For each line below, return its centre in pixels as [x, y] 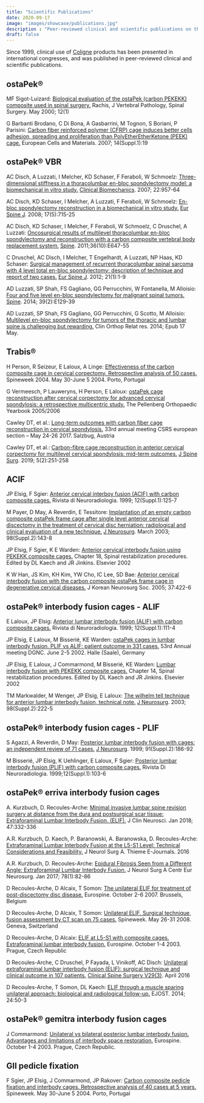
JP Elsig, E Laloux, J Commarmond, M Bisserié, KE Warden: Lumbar [91, 664]
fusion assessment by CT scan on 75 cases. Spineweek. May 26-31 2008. [99, 919]
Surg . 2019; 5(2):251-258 [37, 460]
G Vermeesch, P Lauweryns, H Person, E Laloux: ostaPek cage [85, 391]
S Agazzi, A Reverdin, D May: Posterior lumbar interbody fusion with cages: [101, 742]
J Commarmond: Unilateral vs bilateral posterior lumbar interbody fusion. [98, 1034]
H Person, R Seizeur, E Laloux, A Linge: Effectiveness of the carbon [90, 367]
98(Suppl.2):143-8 [29, 538]
